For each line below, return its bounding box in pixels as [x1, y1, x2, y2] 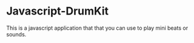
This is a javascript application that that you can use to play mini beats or [6, 24, 189, 31]
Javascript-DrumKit [6, 4, 109, 18]
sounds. [6, 30, 27, 38]
